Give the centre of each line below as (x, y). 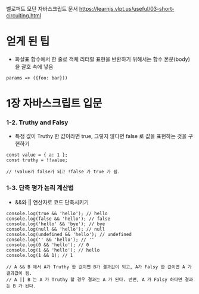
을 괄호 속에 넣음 (34, 66)
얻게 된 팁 (28, 42)
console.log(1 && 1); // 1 (40, 255)
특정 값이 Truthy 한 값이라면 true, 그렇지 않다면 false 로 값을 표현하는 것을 (101, 136)
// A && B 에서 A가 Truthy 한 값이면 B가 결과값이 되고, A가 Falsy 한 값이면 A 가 (99, 267)
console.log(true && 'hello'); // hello (57, 213)
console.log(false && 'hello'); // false (58, 219)
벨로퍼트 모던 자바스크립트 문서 (42, 9)
